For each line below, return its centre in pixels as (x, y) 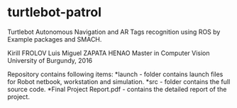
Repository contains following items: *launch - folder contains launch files (115, 74)
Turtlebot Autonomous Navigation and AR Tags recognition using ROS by (114, 32)
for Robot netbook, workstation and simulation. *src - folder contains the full (119, 81)
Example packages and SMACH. (55, 39)
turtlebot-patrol (54, 12)
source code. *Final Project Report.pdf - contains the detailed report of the (117, 89)
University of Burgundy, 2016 (50, 60)
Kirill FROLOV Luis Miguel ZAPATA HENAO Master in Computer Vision (109, 53)
